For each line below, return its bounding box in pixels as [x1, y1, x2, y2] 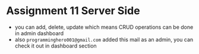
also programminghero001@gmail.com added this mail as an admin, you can [14, 36, 194, 43]
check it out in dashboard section [14, 42, 97, 49]
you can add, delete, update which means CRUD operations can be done [14, 23, 194, 31]
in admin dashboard [14, 29, 64, 36]
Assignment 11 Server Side [6, 4, 141, 18]
